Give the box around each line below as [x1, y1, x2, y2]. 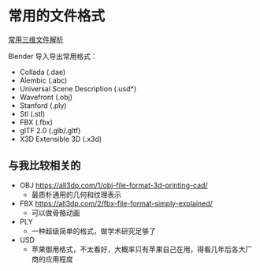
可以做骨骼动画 [31, 208, 80, 217]
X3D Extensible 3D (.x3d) [19, 134, 102, 143]
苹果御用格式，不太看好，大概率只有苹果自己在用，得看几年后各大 [31, 244, 246, 254]
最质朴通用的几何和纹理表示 [31, 190, 122, 199]
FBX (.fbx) [19, 117, 54, 127]
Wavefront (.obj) [19, 92, 73, 102]
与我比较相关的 [8, 159, 81, 173]
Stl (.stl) [19, 109, 46, 118]
